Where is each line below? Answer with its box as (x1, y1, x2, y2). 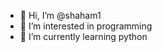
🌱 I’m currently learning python (19, 31, 148, 42)
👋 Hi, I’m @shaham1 (19, 10, 102, 21)
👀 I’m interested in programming (19, 20, 153, 32)
